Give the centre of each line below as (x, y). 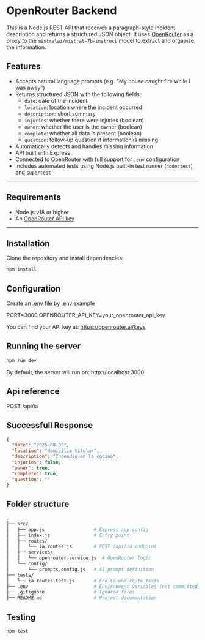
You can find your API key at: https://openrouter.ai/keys (76, 327)
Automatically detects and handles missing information (84, 146)
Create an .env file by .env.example (51, 303)
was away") (30, 88)
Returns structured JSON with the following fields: (78, 94)
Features (23, 66)
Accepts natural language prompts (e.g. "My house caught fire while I (103, 81)
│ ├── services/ (30, 552)
